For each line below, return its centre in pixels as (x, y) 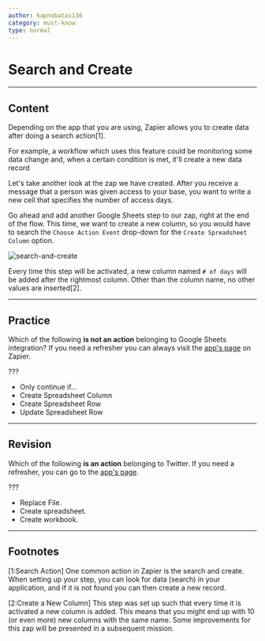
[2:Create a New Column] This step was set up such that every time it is (125, 603)
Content (29, 108)
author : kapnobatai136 (45, 15)
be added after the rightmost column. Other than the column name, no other (132, 280)
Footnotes (34, 552)
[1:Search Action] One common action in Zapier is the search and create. (126, 571)
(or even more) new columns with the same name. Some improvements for (129, 620)
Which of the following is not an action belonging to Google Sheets (118, 339)
